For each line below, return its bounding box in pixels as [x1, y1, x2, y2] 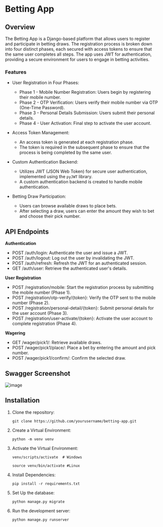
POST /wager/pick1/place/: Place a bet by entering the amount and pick [12, 345, 156, 351]
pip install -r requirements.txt [12, 481, 80, 486]
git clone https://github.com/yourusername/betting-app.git [12, 419, 137, 424]
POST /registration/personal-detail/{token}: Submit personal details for [12, 305, 154, 311]
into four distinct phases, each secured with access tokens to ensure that [5, 46, 152, 52]
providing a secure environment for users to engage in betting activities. [5, 57, 150, 62]
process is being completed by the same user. [19, 150, 112, 156]
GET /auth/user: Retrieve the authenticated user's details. [12, 265, 127, 271]
